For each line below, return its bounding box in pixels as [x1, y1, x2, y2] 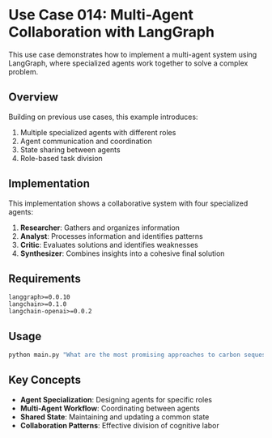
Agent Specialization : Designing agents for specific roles [19, 394, 213, 404]
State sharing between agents [19, 144, 121, 155]
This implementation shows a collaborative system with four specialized [8, 198, 249, 208]
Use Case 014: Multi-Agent [8, 6, 194, 24]
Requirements [8, 271, 81, 285]
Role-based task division [19, 153, 103, 163]
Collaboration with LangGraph [8, 23, 215, 41]
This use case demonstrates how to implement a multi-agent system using [8, 49, 257, 59]
